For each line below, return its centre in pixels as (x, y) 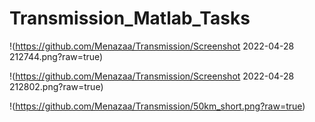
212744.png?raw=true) (56, 56)
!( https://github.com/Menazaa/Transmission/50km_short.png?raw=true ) (157, 106)
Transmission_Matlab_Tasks (130, 18)
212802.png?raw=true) (56, 86)
